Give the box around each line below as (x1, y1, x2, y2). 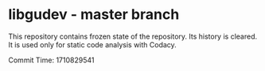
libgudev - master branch (8, 6, 180, 24)
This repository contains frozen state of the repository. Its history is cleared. (8, 32, 257, 41)
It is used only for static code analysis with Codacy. (8, 39, 177, 49)
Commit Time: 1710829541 (8, 55, 95, 65)
